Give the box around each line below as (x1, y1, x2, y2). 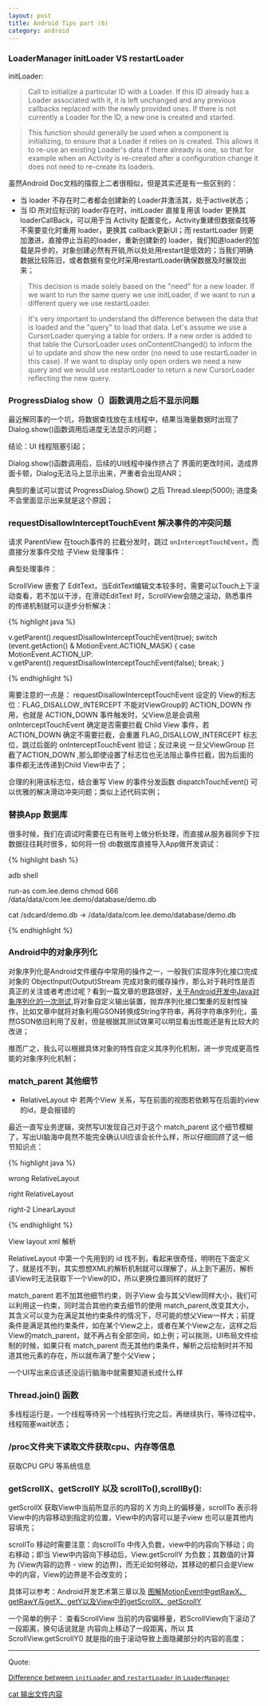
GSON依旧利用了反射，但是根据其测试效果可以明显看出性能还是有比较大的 (14, 1016, 259, 1026)
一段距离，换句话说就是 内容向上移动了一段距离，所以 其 (8, 1624, 194, 1633)
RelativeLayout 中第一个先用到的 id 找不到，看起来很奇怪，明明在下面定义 (8, 1254, 250, 1263)
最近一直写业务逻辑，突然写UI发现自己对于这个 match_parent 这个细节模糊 (8, 1122, 254, 1132)
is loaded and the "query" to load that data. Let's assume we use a (27, 322, 247, 332)
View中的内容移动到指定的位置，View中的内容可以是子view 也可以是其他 (8, 1513, 247, 1523)
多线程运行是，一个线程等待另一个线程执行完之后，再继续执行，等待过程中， (8, 1409, 260, 1419)
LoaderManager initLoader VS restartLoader (8, 53, 184, 64)
